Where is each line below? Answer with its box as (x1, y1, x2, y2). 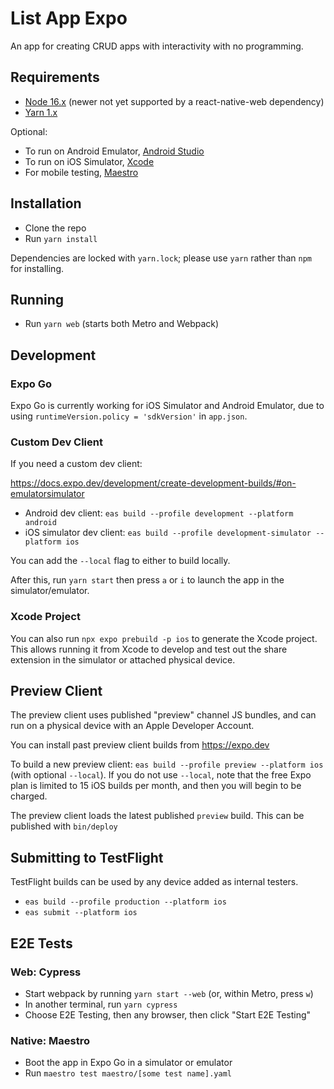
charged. (10, 790, 48, 802)
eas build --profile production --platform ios (24, 897, 227, 907)
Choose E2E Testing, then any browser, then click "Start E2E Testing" (24, 1008, 312, 1021)
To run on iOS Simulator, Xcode (24, 155, 155, 167)
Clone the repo (24, 222, 87, 234)
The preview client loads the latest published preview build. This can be (10, 810, 305, 822)
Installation (10, 195, 82, 212)
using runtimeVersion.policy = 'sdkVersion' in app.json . (10, 410, 248, 422)
